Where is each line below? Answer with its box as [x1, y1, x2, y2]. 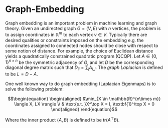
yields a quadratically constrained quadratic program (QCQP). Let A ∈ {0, [5, 53, 157, 59]
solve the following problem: [5, 86, 64, 92]
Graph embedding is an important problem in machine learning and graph [5, 20, 157, 26]
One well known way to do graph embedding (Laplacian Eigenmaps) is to [5, 81, 156, 87]
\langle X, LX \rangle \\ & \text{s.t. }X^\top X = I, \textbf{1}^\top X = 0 [14, 101, 154, 107]
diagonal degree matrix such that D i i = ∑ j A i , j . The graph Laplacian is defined [5, 64, 163, 72]
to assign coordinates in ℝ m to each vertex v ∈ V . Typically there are [5, 30, 147, 37]
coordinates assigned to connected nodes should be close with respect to [5, 42, 158, 48]
